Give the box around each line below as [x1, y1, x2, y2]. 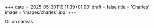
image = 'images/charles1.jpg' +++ [5, 9, 77, 15]
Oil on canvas [5, 19, 33, 24]
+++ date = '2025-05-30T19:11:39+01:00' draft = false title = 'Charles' [5, 4, 150, 10]
